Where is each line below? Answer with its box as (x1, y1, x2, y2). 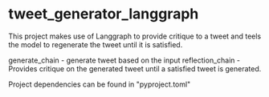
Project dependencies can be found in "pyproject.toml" (8, 79, 191, 89)
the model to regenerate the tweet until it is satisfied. (8, 39, 183, 49)
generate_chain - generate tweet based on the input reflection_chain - (8, 55, 241, 65)
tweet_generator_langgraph (8, 5, 199, 23)
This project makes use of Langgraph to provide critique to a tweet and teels (8, 31, 262, 41)
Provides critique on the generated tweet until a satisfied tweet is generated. (8, 63, 262, 73)
